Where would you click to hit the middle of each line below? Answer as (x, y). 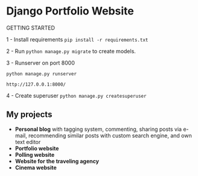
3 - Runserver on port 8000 (41, 63)
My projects (29, 115)
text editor (28, 142)
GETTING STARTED (31, 28)
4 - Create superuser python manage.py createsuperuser (76, 95)
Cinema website (36, 168)
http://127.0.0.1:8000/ (36, 84)
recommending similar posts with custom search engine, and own (110, 135)
